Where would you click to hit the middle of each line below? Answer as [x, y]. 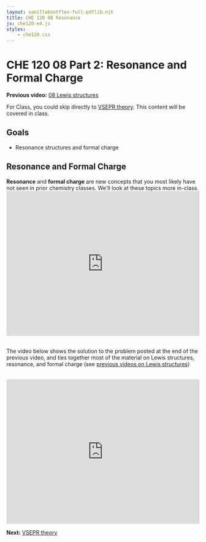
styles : [16, 29]
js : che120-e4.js [29, 23]
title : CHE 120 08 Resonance [44, 18]
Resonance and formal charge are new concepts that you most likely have [101, 181]
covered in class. [28, 113]
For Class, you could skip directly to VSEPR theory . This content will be [96, 107]
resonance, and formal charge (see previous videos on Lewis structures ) [98, 364]
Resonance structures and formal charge [67, 147]
